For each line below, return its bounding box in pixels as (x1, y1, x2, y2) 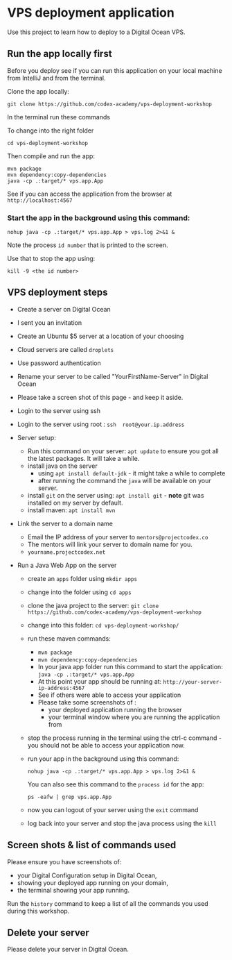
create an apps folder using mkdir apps (27, 574, 137, 582)
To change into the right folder (7, 126, 94, 135)
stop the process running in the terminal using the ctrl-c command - (27, 734, 222, 742)
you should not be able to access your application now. (27, 741, 186, 749)
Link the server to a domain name (17, 519, 113, 528)
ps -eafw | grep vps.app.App (27, 793, 112, 800)
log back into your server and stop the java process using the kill (27, 819, 217, 827)
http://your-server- (163, 678, 223, 685)
